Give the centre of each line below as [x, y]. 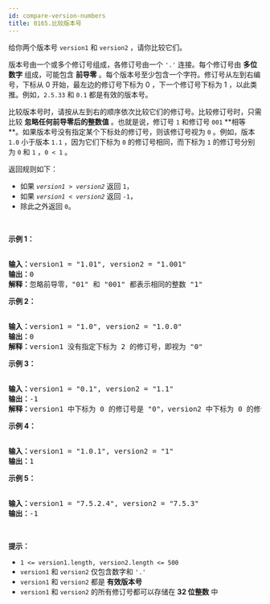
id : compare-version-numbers [57, 16]
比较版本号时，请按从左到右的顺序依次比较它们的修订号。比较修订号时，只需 [135, 111]
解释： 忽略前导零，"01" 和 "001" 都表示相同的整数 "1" [106, 284]
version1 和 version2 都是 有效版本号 [81, 581]
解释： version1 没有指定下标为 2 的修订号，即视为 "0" [106, 346]
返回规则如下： [33, 169]
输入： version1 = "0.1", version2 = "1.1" [91, 388]
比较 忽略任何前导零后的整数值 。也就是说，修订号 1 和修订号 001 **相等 [127, 121]
